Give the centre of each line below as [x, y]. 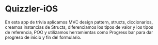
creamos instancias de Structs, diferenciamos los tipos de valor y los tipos [79, 27]
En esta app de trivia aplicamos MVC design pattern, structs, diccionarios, [79, 22]
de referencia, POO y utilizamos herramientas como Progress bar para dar [79, 32]
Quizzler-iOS [32, 9]
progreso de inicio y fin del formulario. [43, 37]
